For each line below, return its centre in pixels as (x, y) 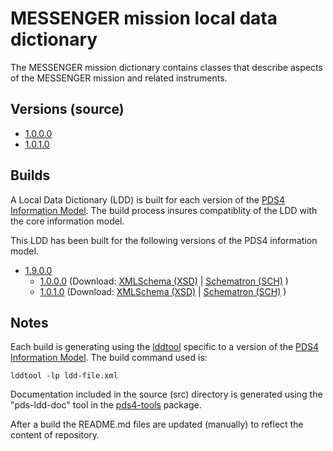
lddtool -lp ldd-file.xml (64, 376)
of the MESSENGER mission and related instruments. (119, 78)
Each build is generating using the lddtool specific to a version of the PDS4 (165, 347)
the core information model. (67, 221)
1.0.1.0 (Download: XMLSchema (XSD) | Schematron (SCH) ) (163, 291)
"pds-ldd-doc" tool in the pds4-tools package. (106, 405)
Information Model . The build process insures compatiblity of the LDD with (164, 210)
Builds (30, 175)
